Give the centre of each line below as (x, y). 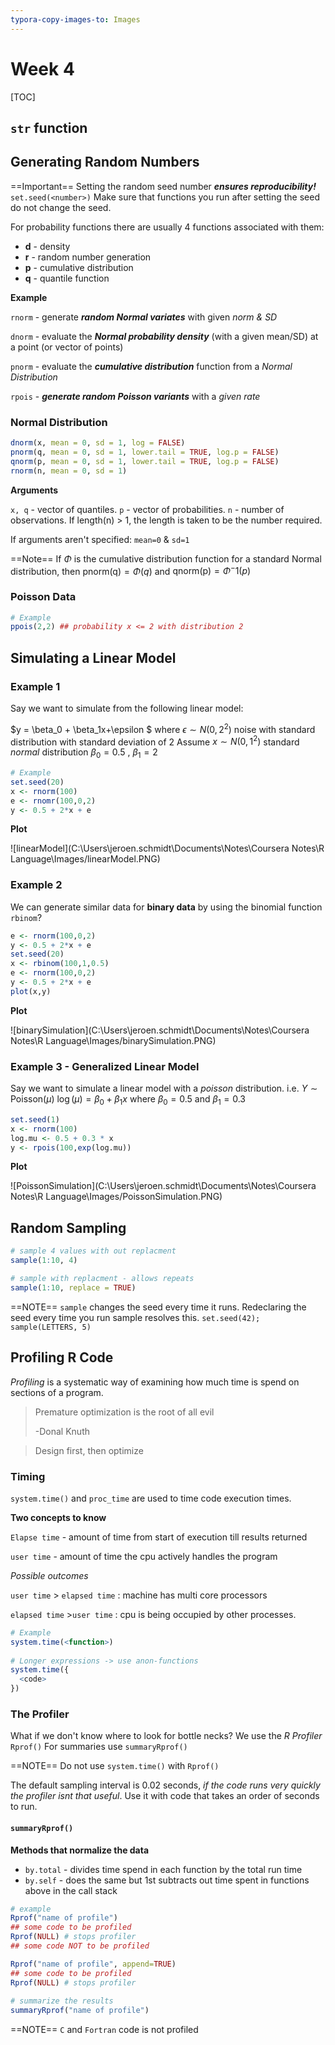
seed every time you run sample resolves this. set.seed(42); (135, 1317)
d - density (47, 246)
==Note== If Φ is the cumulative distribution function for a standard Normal (166, 558)
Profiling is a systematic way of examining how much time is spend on (155, 1382)
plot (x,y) (31, 991)
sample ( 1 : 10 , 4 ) (44, 1261)
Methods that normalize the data (80, 1850)
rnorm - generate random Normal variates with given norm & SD (144, 317)
